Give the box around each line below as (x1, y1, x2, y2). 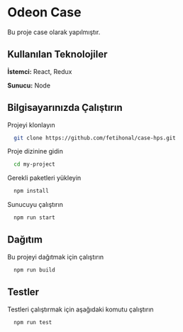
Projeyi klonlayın (7, 120, 55, 129)
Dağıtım (7, 234, 43, 246)
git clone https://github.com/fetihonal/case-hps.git (13, 134, 176, 141)
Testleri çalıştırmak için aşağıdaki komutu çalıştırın (7, 305, 154, 314)
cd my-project (13, 161, 55, 168)
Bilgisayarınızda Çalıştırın (7, 102, 123, 114)
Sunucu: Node (7, 81, 51, 90)
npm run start (13, 214, 55, 221)
